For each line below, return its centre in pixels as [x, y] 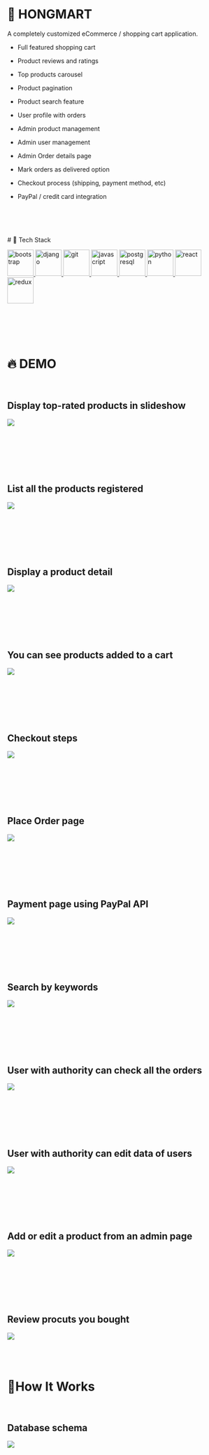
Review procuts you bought [69, 1320]
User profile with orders [51, 115]
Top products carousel [50, 74]
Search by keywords [53, 987]
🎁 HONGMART [50, 14]
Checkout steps [43, 738]
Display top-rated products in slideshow [97, 406]
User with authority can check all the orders [105, 1070]
